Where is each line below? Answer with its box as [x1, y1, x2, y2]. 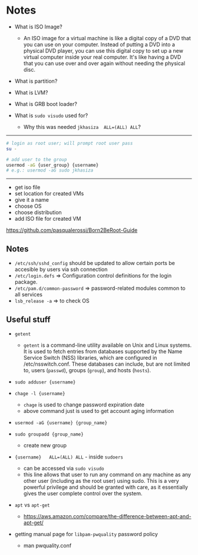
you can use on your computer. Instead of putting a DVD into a [23, 41, 176, 48]
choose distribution [14, 209, 62, 216]
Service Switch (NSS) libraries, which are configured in [23, 354, 157, 361]
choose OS [14, 202, 42, 210]
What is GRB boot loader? [14, 100, 78, 107]
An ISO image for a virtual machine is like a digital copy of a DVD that [23, 34, 192, 41]
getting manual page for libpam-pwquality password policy [14, 530, 158, 537]
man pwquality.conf [23, 542, 72, 549]
